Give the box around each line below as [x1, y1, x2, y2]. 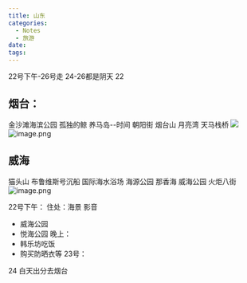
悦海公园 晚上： [19, 229, 72, 238]
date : [8, 41, 26, 49]
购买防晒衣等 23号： [19, 249, 87, 258]
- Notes [15, 26, 41, 34]
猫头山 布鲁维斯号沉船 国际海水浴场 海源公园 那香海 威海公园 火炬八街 [8, 176, 237, 186]
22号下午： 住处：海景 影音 [8, 202, 98, 211]
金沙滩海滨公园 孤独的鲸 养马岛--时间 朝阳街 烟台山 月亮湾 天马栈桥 [8, 120, 229, 129]
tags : [8, 49, 26, 57]
